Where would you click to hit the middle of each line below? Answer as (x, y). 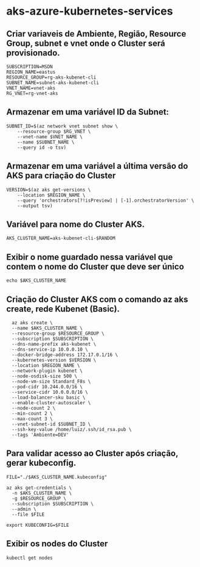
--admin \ (24, 509)
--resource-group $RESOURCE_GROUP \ (58, 333)
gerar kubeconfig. (41, 463)
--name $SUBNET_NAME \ (46, 142)
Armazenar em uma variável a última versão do (97, 166)
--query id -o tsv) (42, 148)
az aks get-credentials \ (39, 488)
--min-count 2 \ (32, 414)
